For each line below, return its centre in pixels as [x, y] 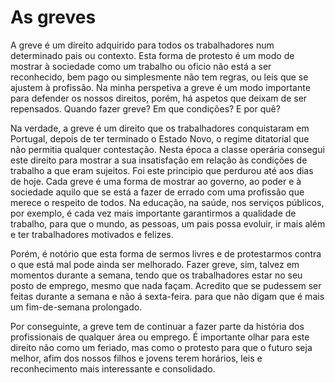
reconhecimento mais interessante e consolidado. [113, 368]
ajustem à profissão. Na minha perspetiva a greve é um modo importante [160, 87]
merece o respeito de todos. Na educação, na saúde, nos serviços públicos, [167, 202]
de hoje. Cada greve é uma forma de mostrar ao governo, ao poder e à [156, 181]
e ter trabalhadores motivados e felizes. [92, 234]
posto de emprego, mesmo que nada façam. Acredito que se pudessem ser [166, 285]
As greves [53, 17]
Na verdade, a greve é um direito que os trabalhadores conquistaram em [160, 128]
